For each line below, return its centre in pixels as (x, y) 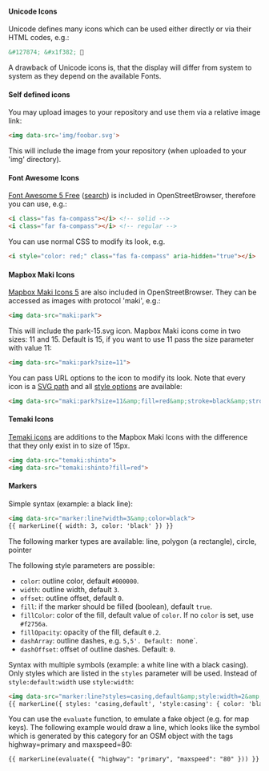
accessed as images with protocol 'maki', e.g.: (84, 301)
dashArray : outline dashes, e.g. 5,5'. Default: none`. (109, 640)
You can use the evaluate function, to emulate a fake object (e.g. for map (129, 719)
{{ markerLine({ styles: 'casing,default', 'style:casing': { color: (127, 704)
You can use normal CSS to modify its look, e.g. (87, 241)
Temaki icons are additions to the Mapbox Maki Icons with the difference (128, 437)
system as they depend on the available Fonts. (85, 76)
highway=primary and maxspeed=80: (70, 745)
